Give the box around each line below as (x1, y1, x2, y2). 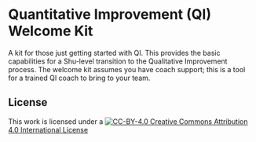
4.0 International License (8, 125, 89, 134)
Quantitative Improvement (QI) (8, 5, 212, 24)
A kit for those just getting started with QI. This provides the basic (8, 48, 221, 57)
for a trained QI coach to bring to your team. (8, 73, 151, 82)
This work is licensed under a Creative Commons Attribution (8, 116, 248, 126)
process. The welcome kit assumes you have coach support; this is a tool (8, 64, 246, 74)
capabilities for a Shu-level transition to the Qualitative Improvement (8, 56, 228, 66)
